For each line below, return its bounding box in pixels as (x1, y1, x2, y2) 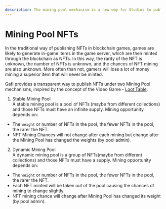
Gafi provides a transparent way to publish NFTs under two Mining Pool (5, 81, 151, 87)
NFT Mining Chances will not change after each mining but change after (12, 132, 159, 138)
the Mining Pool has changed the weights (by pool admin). (12, 137, 131, 143)
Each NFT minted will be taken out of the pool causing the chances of (12, 182, 155, 188)
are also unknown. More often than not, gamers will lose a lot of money (5, 66, 150, 72)
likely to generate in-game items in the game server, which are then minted (5, 50, 158, 56)
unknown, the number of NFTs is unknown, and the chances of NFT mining (5, 60, 158, 67)
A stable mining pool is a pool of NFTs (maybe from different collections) (12, 101, 161, 107)
